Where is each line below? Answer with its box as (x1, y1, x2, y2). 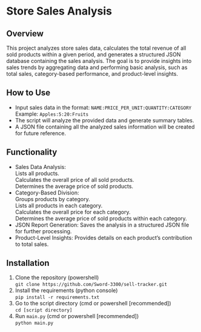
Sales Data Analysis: (15, 163, 67, 170)
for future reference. (15, 129, 67, 137)
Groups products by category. (15, 195, 90, 202)
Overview (6, 28, 44, 39)
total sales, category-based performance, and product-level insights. (6, 70, 179, 77)
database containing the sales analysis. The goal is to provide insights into (6, 58, 192, 64)
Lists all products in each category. (15, 202, 103, 209)
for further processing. (15, 227, 72, 234)
